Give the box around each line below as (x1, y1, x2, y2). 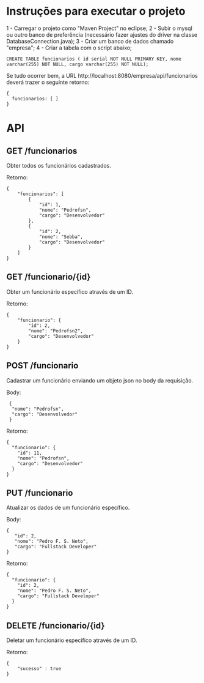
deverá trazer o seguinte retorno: (6, 78, 90, 86)
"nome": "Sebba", (38, 234, 84, 240)
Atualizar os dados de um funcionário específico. (6, 504, 130, 512)
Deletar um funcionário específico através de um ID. (6, 636, 137, 644)
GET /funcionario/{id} (6, 272, 91, 282)
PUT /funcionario (6, 488, 73, 498)
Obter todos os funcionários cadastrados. (6, 162, 112, 169)
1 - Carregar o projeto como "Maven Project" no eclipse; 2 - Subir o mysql (6, 24, 192, 32)
